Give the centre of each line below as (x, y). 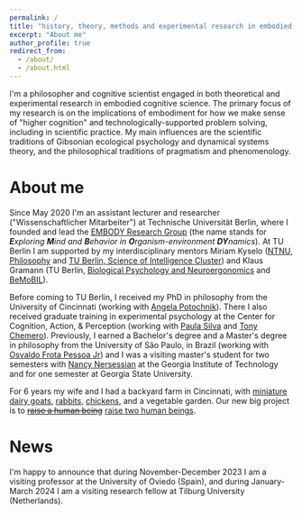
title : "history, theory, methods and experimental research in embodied (151, 26)
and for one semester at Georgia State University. (101, 373)
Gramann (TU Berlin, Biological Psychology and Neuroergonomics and (140, 270)
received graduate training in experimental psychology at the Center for (142, 316)
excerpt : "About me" (48, 34)
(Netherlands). (36, 500)
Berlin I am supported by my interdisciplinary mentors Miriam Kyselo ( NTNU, (151, 251)
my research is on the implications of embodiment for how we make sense (147, 113)
